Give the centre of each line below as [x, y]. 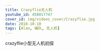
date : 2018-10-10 [23, 24]
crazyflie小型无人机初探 [29, 43]
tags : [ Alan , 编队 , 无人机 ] [32, 28]
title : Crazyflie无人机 [29, 10]
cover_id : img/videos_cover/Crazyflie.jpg [50, 19]
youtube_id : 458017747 [29, 14]
